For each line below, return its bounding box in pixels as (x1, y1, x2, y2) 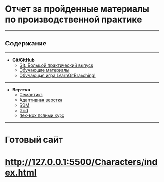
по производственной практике (5, 14, 142, 25)
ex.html (5, 167, 37, 178)
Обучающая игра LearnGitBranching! (19, 72, 96, 78)
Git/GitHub (12, 57, 35, 63)
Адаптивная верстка (19, 97, 62, 103)
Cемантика (19, 91, 43, 97)
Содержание (5, 39, 47, 47)
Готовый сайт (5, 134, 63, 145)
